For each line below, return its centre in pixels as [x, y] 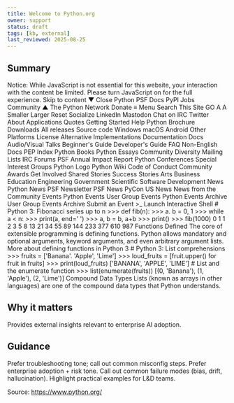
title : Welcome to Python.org [51, 14]
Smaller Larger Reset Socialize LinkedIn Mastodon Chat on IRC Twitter [108, 114]
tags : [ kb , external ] [39, 33]
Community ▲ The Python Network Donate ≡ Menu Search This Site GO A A [117, 107]
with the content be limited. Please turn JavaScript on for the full [100, 92]
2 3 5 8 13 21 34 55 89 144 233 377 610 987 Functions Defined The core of [115, 226]
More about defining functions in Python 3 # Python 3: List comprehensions [116, 248]
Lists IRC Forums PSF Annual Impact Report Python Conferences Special [112, 159]
